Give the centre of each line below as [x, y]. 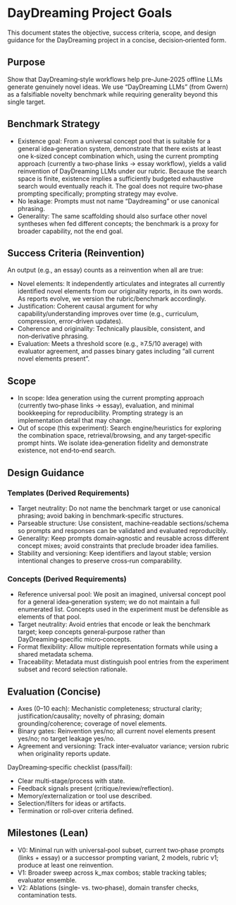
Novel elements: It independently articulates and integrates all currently [121, 284]
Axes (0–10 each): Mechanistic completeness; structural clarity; [110, 708]
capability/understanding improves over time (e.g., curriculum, [108, 314]
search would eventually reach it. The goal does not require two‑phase [120, 186]
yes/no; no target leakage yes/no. [66, 738]
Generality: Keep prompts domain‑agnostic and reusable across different [123, 538]
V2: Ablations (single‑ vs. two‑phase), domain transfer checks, [108, 887]
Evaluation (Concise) [54, 691]
